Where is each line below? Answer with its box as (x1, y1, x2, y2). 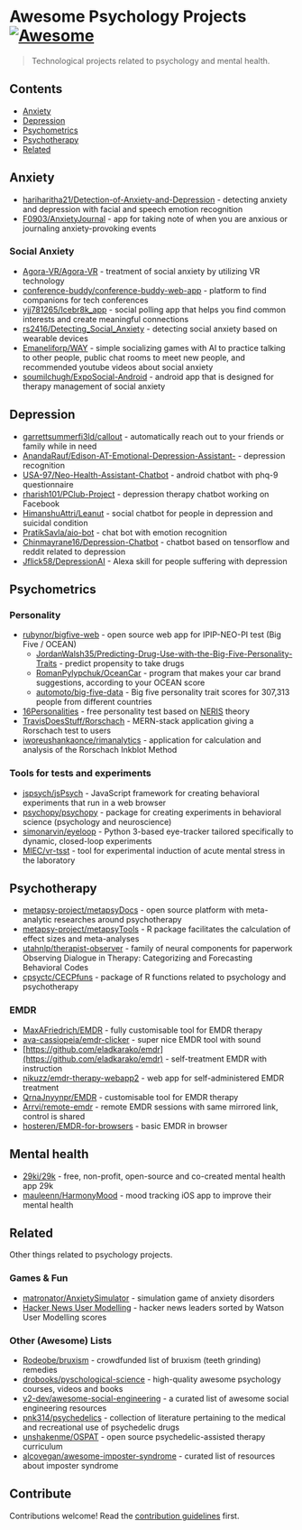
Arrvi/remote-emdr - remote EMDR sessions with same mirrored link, (22, 1101, 279, 1112)
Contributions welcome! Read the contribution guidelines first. (9, 1510, 240, 1521)
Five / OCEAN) (22, 639, 77, 650)
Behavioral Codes (22, 962, 88, 973)
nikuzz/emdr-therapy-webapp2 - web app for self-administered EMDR (22, 1072, 285, 1083)
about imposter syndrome (22, 1460, 119, 1470)
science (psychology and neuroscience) (22, 816, 172, 827)
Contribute (9, 1487, 72, 1502)
